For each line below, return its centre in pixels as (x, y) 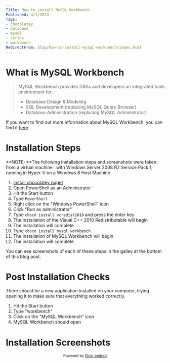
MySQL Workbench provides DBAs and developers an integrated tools (91, 86)
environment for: (35, 92)
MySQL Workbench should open (47, 322)
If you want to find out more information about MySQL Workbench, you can (84, 122)
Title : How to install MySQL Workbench (48, 10)
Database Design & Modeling (56, 101)
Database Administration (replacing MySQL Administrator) (86, 112)
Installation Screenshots (58, 343)
